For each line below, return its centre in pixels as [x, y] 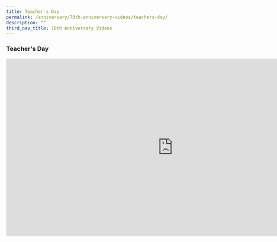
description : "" [26, 22]
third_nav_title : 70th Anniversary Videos [59, 28]
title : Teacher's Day [33, 12]
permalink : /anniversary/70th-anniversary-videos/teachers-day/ [87, 17]
